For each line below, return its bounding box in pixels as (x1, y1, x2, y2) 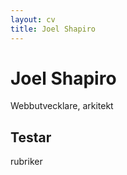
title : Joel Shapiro (10, 24, 97, 34)
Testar (10, 129, 52, 146)
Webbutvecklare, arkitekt (10, 100, 114, 112)
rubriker (10, 156, 43, 168)
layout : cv (10, 14, 56, 25)
